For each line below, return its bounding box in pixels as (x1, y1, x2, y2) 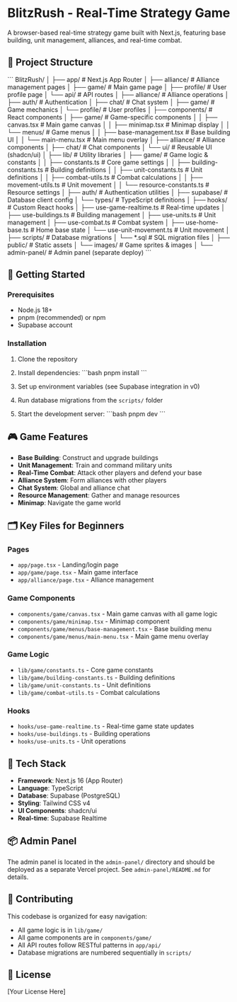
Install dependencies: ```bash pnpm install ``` (17, 368, 147, 376)
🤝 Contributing (7, 893, 74, 905)
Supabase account (17, 321, 73, 330)
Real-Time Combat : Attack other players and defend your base (17, 468, 202, 477)
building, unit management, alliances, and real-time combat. (7, 35, 183, 44)
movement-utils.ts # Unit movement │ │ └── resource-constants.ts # (7, 180, 210, 189)
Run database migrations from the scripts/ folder (17, 396, 163, 404)
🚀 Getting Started (7, 269, 86, 281)
